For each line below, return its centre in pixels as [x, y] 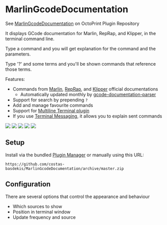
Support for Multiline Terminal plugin [51, 110]
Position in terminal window [41, 212]
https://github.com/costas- [35, 164]
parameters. [18, 54]
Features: [15, 79]
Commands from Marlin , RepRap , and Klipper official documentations [85, 89]
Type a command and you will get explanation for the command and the [81, 48]
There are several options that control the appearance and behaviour [78, 196]
